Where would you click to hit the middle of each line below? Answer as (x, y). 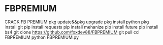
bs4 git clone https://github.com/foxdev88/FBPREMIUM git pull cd (72, 32)
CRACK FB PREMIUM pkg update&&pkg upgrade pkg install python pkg (77, 22)
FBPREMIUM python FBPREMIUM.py (42, 37)
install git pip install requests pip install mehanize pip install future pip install (81, 27)
